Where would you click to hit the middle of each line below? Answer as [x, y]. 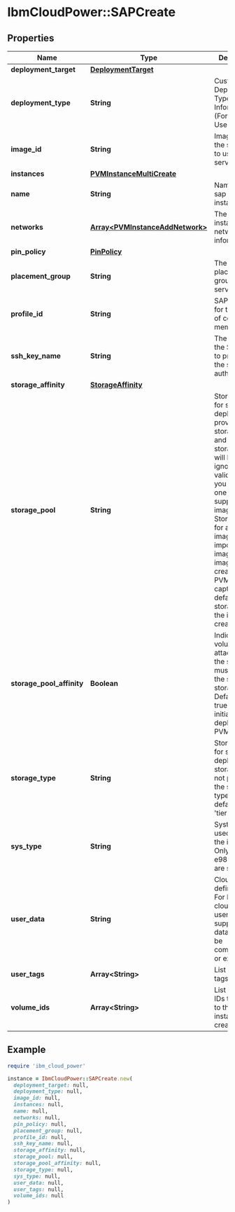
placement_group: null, [48, 1131]
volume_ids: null [39, 1196]
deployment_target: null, [51, 1085]
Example [27, 1050]
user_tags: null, [39, 1189]
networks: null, [37, 1117]
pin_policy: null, [41, 1124]
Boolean [104, 683]
